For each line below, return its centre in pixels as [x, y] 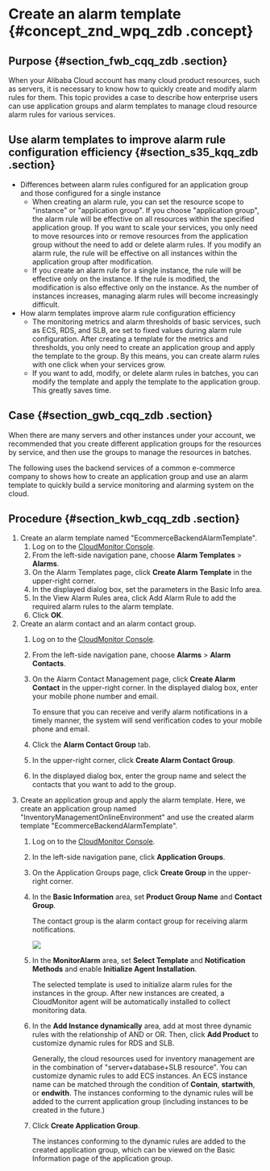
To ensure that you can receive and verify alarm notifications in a [140, 712]
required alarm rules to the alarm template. [103, 606]
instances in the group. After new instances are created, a [128, 994]
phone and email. [61, 729]
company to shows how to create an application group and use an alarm [128, 476]
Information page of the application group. [102, 1159]
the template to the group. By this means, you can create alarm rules [146, 356]
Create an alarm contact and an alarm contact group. [108, 624]
